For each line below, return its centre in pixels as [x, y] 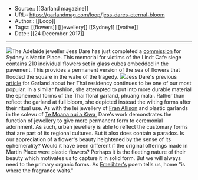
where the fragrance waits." [40, 171]
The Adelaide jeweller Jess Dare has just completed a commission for [97, 51]
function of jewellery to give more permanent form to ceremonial [85, 121]
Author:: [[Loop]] [35, 21]
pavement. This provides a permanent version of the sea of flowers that [93, 70]
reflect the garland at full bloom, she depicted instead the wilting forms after [99, 102]
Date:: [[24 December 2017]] [49, 34]
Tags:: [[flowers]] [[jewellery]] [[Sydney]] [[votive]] [76, 27]
